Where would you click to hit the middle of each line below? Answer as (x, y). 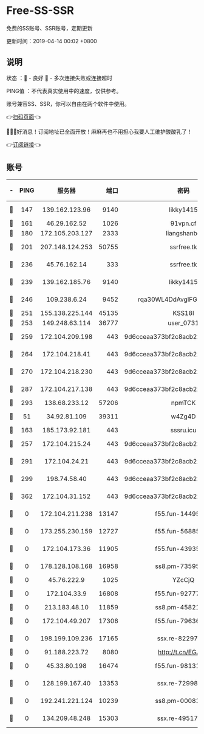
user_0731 (183, 323)
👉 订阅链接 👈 (24, 144)
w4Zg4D (183, 416)
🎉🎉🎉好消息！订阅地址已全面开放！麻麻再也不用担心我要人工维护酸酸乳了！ (99, 131)
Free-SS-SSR (40, 11)
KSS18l (183, 313)
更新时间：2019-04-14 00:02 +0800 (52, 41)
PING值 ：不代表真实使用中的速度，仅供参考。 (64, 91)
